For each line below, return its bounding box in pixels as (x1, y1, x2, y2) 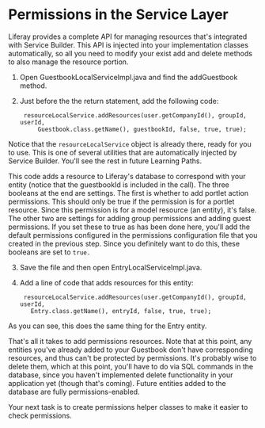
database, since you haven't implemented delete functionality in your (8, 370, 233, 380)
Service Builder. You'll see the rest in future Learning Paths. (8, 156, 203, 166)
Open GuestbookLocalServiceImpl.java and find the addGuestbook (19, 72, 238, 82)
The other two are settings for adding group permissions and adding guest (8, 213, 252, 223)
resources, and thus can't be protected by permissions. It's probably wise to (8, 353, 257, 362)
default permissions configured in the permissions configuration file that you (8, 230, 258, 239)
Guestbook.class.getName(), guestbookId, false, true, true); (37, 125, 247, 133)
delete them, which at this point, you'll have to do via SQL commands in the (8, 361, 254, 371)
